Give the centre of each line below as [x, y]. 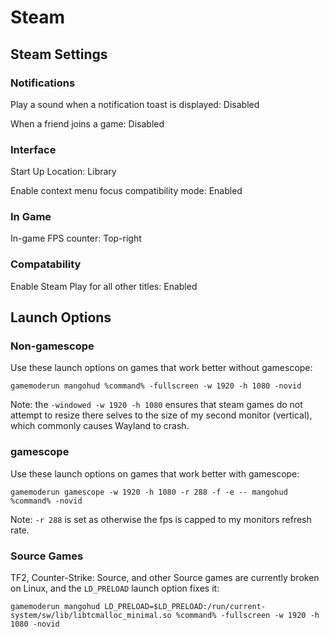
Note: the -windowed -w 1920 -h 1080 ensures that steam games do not [156, 405]
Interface [33, 149]
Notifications [43, 83]
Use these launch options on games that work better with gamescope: [155, 473]
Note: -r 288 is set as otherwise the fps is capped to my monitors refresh [161, 519]
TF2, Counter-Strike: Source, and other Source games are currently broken [165, 578]
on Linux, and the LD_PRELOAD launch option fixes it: [115, 588]
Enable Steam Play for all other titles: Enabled [104, 286]
